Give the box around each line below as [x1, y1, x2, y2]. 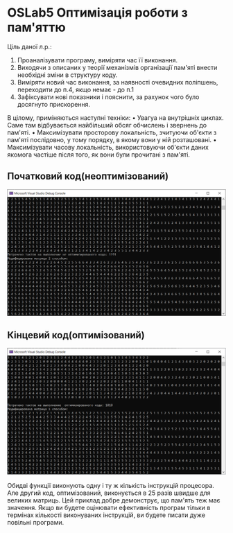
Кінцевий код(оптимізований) [7, 329, 146, 341]
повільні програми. [7, 518, 64, 527]
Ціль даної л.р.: [7, 42, 52, 51]
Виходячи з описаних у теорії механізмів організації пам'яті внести [17, 63, 218, 71]
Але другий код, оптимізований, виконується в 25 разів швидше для [7, 489, 211, 497]
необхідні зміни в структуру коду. [17, 71, 118, 79]
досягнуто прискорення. [17, 100, 91, 108]
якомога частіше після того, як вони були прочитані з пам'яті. [7, 150, 191, 159]
